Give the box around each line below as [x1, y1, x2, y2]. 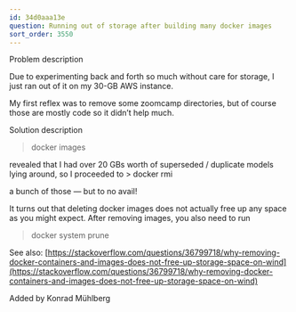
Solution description [9, 125, 83, 135]
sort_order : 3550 [9, 29, 74, 38]
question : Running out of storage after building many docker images [9, 21, 273, 30]
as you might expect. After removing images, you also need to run [9, 213, 251, 224]
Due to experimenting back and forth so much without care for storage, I [9, 71, 275, 82]
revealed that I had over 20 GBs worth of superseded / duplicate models [9, 160, 274, 170]
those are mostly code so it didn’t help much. [9, 108, 175, 119]
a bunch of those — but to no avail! [9, 186, 138, 197]
